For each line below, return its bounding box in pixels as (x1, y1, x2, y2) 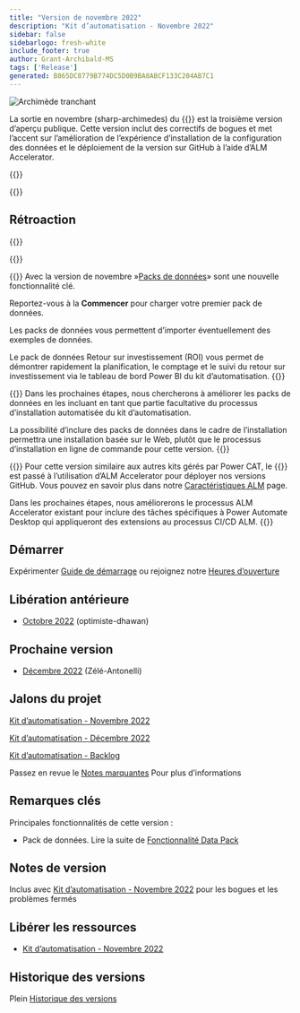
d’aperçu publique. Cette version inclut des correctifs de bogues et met (9, 123, 273, 134)
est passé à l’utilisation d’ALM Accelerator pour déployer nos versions (9, 470, 266, 481)
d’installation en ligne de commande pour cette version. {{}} (9, 443, 230, 454)
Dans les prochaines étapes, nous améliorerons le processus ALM (9, 497, 253, 507)
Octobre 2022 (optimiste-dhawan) (21, 616, 150, 627)
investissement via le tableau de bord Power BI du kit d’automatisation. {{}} (9, 370, 286, 381)
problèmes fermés (9, 894, 78, 905)
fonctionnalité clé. (9, 280, 76, 291)
